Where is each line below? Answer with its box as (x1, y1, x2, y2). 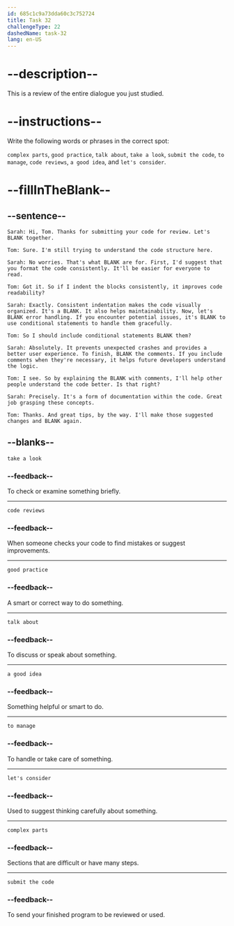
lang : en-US (7, 36, 42, 43)
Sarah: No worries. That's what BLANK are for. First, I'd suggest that (7, 259, 223, 266)
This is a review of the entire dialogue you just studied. (7, 89, 164, 98)
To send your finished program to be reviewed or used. (7, 911, 166, 919)
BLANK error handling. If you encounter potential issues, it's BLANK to (7, 314, 226, 321)
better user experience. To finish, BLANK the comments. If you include (7, 350, 223, 357)
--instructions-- (7, 114, 102, 130)
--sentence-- (7, 210, 66, 222)
